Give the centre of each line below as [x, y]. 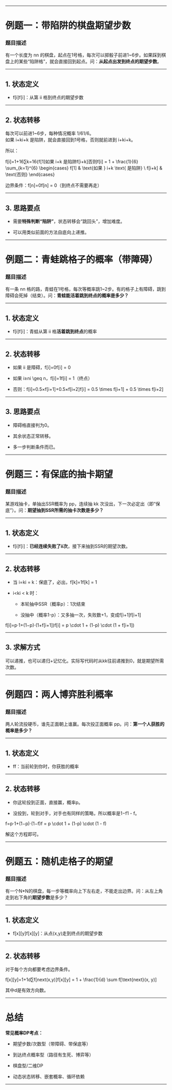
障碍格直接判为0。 [32, 425]
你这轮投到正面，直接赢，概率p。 [48, 802]
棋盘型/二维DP [28, 1065]
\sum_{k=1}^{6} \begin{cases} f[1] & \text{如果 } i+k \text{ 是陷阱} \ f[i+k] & [84, 168]
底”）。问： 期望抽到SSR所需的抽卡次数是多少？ [55, 510]
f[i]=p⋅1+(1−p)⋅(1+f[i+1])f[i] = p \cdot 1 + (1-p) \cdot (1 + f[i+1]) [70, 625]
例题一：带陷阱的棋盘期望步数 [68, 26]
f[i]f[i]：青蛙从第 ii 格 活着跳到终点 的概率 [55, 331]
